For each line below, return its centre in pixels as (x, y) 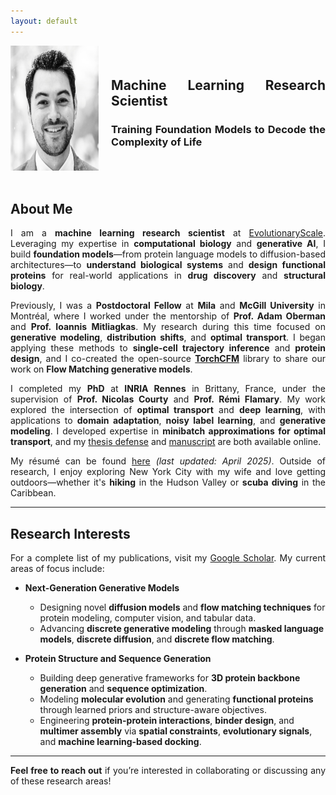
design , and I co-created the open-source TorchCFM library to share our (168, 359)
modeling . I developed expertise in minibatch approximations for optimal (168, 431)
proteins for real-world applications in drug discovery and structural (168, 276)
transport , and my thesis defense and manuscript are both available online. (166, 442)
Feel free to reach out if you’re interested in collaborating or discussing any (168, 771)
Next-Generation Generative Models (102, 588)
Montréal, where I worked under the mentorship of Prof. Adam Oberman (168, 316)
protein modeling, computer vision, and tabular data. (148, 618)
